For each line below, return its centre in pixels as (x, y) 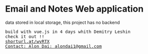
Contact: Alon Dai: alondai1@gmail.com (53, 46)
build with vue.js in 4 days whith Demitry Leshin (68, 32)
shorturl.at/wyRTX (27, 41)
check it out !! (25, 36)
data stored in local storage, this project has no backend (63, 22)
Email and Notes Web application (74, 9)
